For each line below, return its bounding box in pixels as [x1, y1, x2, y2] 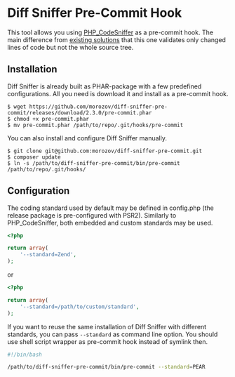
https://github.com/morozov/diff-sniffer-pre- [29, 103, 168, 110]
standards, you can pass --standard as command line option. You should [7, 330, 218, 338]
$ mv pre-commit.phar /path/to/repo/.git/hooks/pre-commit [7, 121, 184, 128]
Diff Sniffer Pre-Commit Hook [7, 5, 182, 21]
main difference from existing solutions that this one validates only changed [7, 35, 227, 44]
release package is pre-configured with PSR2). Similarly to [7, 211, 177, 219]
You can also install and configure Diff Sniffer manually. [7, 133, 167, 142]
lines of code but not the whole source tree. [7, 43, 134, 51]
